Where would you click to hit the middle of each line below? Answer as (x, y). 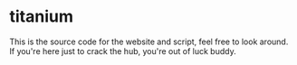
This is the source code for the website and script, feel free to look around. (149, 42)
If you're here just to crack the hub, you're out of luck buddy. (123, 51)
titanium (42, 17)
